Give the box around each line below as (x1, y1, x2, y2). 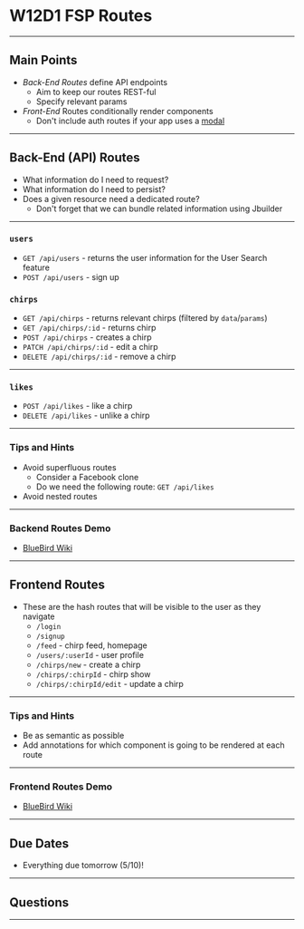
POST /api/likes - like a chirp (22, 401, 133, 411)
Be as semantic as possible (22, 731, 125, 741)
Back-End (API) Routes (9, 150, 140, 166)
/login (35, 622, 62, 631)
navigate (22, 611, 56, 622)
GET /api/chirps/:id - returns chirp (22, 323, 157, 334)
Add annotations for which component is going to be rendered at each (22, 740, 285, 750)
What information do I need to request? (22, 174, 169, 185)
